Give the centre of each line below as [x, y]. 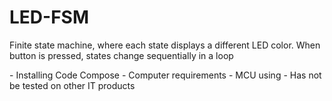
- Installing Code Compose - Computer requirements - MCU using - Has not [165, 75]
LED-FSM [49, 17]
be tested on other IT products [72, 85]
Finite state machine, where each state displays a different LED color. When [165, 45]
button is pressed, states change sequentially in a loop [121, 55]
